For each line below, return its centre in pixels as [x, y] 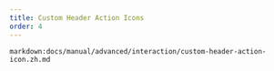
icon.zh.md [30, 59]
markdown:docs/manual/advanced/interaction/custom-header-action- [138, 51]
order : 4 [26, 26]
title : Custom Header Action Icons [77, 18]
